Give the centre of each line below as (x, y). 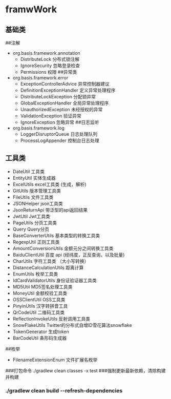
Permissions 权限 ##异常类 (49, 72)
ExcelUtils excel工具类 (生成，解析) (50, 184)
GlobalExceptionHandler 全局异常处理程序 (65, 103)
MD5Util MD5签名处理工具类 (42, 287)
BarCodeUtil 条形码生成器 (40, 338)
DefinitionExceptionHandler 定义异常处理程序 (68, 90)
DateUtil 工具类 (29, 171)
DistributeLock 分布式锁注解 (50, 59)
